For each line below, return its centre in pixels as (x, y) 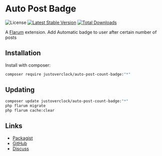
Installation (23, 53)
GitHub (20, 143)
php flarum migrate (25, 106)
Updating (20, 90)
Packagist (23, 138)
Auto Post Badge (41, 9)
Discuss (20, 149)
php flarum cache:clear (30, 111)
